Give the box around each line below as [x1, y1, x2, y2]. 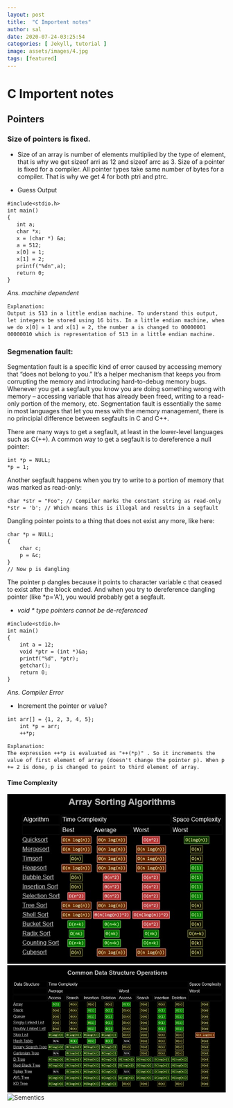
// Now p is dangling [7, 566, 70, 573]
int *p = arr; [19, 723, 60, 730]
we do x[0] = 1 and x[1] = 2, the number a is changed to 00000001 [7, 324, 207, 331]
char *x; [16, 228, 42, 235]
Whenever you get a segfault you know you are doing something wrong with [7, 385, 225, 393]
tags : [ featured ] [7, 56, 58, 63]
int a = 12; [19, 641, 54, 649]
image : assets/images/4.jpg [7, 48, 89, 55]
